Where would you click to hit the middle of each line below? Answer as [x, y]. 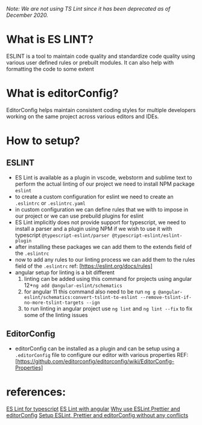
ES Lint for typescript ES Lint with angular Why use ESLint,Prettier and [93, 409]
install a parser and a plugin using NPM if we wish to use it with [93, 228]
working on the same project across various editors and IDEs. [83, 116]
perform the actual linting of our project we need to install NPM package [105, 184]
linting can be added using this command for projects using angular [108, 279]
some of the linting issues [56, 315]
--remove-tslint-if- [166, 297]
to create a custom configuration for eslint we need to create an [94, 197]
